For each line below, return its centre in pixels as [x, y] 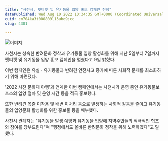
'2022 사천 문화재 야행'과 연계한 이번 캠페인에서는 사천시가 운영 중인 [72, 87]
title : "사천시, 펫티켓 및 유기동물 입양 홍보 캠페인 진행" [58, 10]
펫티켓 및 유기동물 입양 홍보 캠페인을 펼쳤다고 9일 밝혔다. [60, 60]
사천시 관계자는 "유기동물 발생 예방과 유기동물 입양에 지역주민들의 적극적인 [78, 121]
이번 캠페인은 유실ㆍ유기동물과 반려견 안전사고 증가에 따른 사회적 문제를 [74, 70]
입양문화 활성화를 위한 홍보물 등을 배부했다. [56, 110]
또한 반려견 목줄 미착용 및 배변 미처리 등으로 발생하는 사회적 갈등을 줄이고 [76, 104]
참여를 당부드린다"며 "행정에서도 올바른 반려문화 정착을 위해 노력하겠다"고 [82, 127]
